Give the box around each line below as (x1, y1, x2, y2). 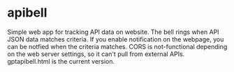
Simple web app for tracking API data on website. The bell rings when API (7, 28, 219, 36)
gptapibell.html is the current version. (7, 57, 115, 65)
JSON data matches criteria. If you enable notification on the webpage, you (7, 35, 224, 43)
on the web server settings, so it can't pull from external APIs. (7, 50, 185, 58)
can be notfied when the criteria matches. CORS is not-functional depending (7, 42, 228, 51)
